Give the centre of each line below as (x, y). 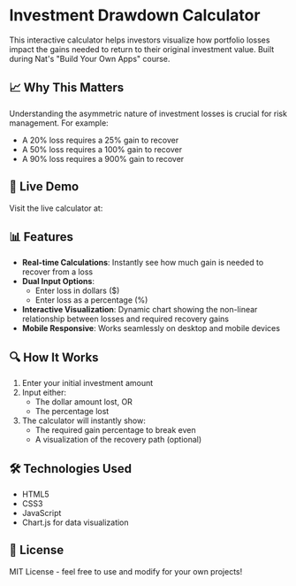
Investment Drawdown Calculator (135, 15)
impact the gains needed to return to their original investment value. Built (142, 49)
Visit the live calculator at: (56, 208)
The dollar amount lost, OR (83, 402)
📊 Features (41, 237)
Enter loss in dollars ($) (77, 291)
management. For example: (59, 123)
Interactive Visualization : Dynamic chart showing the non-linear (140, 310)
